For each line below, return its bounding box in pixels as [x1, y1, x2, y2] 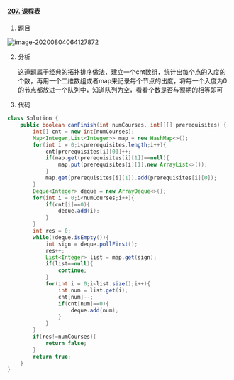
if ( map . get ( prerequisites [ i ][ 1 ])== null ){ [45, 154, 170, 162]
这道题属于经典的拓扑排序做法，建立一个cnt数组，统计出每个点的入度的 [17, 68, 226, 76]
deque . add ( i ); [57, 207, 100, 215]
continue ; [57, 267, 87, 274]
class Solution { [7, 115, 59, 122]
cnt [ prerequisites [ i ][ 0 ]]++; [45, 148, 132, 155]
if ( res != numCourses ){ [33, 333, 97, 341]
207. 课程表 [7, 6, 40, 15]
